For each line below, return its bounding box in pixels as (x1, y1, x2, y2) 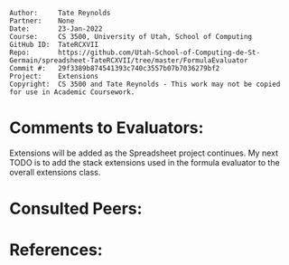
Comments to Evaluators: (9, 118, 204, 138)
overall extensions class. (9, 166, 101, 177)
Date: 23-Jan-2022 (9, 24, 103, 33)
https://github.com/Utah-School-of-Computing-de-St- (57, 48, 260, 57)
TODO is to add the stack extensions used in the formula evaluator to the (9, 156, 280, 167)
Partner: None (9, 16, 75, 25)
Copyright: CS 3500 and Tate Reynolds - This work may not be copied (9, 80, 281, 89)
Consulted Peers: (9, 199, 143, 219)
